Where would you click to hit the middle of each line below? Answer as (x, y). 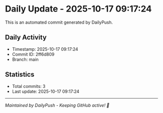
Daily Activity (26, 37)
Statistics (20, 75)
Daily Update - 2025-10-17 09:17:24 (78, 9)
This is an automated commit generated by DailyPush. (59, 22)
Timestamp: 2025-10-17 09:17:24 (45, 49)
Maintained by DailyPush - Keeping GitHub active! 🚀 (57, 105)
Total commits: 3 (29, 86)
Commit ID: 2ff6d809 (33, 54)
